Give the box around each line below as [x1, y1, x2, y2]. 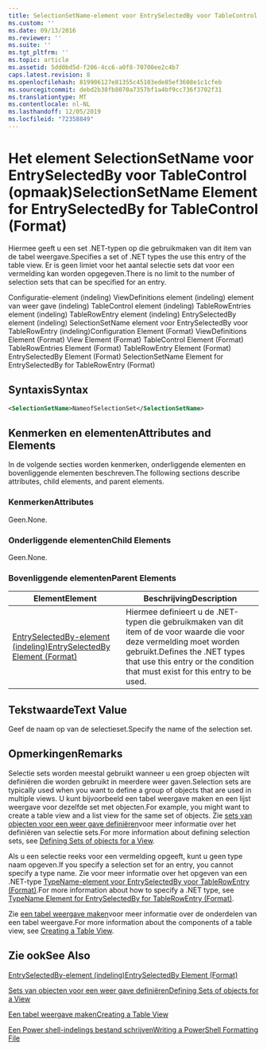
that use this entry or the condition [126, 656, 254, 667]
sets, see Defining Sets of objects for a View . [8, 836, 155, 846]
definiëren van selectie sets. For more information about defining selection [8, 827, 250, 837]
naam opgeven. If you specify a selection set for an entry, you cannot [8, 860, 234, 869]
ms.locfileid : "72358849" [8, 115, 94, 123]
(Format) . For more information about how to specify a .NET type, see [8, 885, 234, 895]
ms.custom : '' [8, 19, 56, 27]
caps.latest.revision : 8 [8, 71, 91, 79]
